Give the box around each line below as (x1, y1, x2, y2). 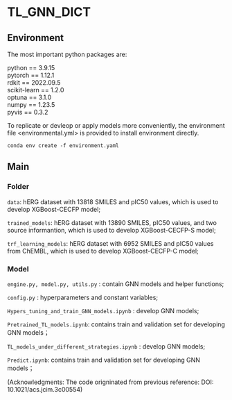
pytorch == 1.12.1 (7, 71, 55, 79)
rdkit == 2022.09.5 (7, 78, 61, 87)
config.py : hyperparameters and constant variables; (7, 293, 158, 301)
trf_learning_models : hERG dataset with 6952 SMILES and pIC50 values (7, 239, 214, 247)
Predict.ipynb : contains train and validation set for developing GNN (7, 356, 201, 364)
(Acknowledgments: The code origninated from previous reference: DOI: (7, 378, 214, 386)
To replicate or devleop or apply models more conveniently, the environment (7, 122, 225, 129)
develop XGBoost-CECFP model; (7, 205, 101, 213)
